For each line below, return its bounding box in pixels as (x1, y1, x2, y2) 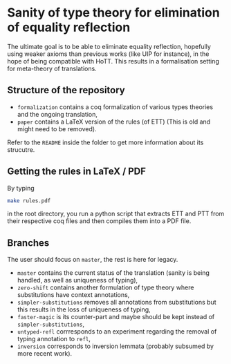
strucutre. (7, 145, 35, 153)
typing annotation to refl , (17, 335, 91, 343)
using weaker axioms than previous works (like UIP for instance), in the (7, 50, 210, 58)
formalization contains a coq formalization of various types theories (17, 102, 213, 111)
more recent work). (17, 349, 73, 358)
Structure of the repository (7, 84, 126, 96)
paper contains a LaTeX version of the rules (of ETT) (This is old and (17, 117, 211, 126)
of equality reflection (7, 19, 131, 35)
